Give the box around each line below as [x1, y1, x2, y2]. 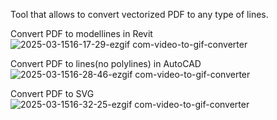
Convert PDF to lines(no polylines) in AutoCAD [10, 58, 202, 69]
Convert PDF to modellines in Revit [10, 28, 153, 39]
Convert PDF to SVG [10, 88, 95, 99]
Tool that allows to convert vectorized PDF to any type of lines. [10, 9, 269, 20]
